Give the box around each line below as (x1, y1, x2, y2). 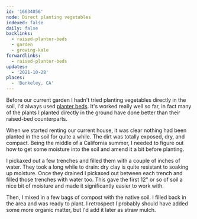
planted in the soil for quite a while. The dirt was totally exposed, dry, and (6, 133, 185, 140)
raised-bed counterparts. (6, 115, 68, 122)
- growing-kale (11, 47, 49, 53)
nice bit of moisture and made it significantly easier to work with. (6, 182, 164, 189)
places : (6, 75, 25, 80)
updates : (6, 63, 28, 70)
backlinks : (6, 31, 33, 37)
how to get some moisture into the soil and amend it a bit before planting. (6, 146, 185, 153)
